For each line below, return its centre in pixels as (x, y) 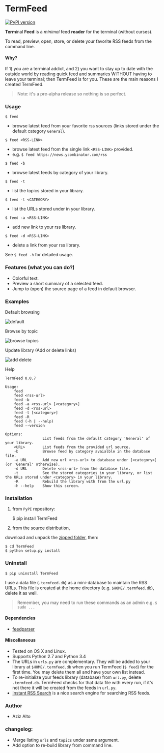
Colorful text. (26, 278)
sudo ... (26, 607)
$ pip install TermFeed (35, 518)
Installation (19, 498)
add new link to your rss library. (44, 227)
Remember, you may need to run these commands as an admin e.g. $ (87, 602)
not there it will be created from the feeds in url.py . (64, 688)
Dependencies (20, 618)
